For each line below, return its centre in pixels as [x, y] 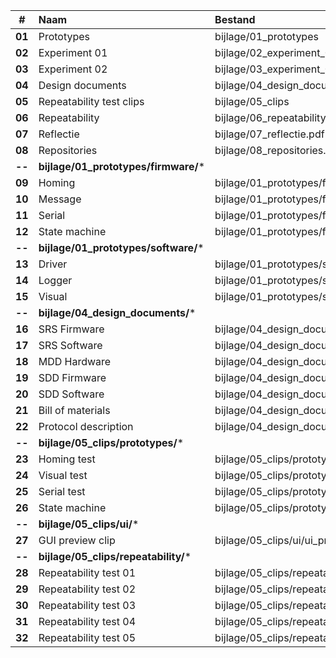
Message [60, 199]
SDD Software [71, 394]
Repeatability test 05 [87, 637]
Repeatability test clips [91, 101]
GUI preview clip [77, 540]
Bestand [235, 19]
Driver [53, 264]
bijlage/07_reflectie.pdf [269, 134]
